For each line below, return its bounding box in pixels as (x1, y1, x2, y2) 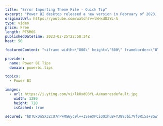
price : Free (5, 25, 29, 30)
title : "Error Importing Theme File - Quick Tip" (5, 7, 108, 12)
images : (5, 87, 21, 92)
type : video (5, 20, 29, 26)
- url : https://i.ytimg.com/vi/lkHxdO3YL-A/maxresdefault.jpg (9, 92, 138, 96)
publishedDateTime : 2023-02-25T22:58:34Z (5, 34, 90, 39)
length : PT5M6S (5, 30, 36, 34)
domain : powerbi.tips (9, 65, 53, 70)
